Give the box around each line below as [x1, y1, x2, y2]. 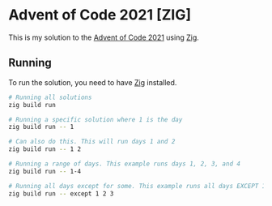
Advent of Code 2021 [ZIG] [8, 6, 192, 24]
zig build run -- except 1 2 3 [8, 189, 114, 198]
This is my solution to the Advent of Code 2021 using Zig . [8, 32, 200, 42]
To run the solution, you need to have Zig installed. [8, 77, 177, 87]
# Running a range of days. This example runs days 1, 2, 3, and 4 [8, 160, 241, 168]
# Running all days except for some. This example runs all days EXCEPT [8, 182, 259, 190]
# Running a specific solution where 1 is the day [8, 115, 183, 123]
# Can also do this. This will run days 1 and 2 [8, 138, 176, 146]
